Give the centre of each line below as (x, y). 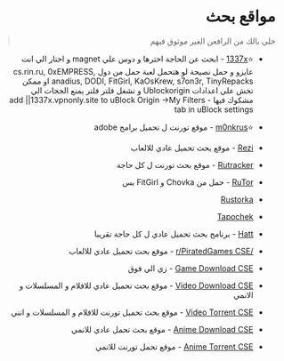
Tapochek (235, 216)
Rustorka (237, 199)
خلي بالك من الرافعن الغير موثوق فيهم (213, 41)
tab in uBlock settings (214, 109)
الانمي (243, 294)
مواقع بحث (240, 16)
